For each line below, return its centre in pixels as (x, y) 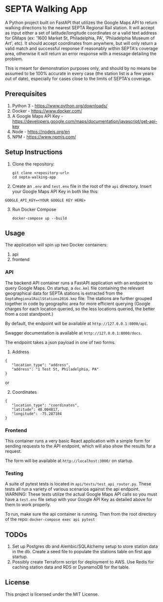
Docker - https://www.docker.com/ (47, 111)
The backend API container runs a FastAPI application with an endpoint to (79, 283)
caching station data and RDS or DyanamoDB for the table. (71, 567)
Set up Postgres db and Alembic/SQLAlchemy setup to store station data (85, 546)
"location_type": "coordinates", (45, 405)
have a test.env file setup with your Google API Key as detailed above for (79, 500)
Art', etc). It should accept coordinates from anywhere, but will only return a (81, 43)
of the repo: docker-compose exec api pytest (50, 519)
